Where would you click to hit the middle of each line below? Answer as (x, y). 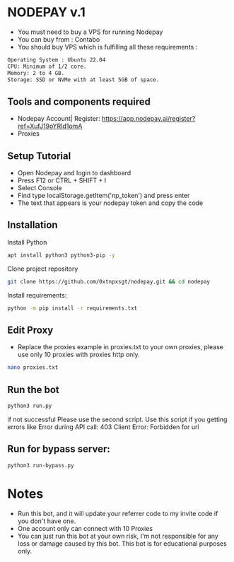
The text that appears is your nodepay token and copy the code (110, 203)
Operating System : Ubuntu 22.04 (57, 60)
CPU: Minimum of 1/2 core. (47, 66)
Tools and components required (79, 101)
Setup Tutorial (39, 156)
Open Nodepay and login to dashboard (74, 173)
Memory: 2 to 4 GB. (36, 73)
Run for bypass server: (59, 449)
